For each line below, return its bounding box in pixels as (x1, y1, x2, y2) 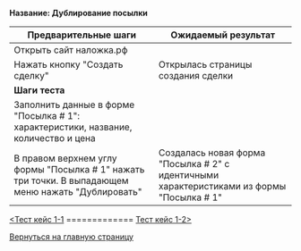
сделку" (13, 70, 49, 81)
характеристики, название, (13, 121, 133, 133)
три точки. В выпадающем (13, 174, 129, 187)
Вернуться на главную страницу (9, 231, 134, 242)
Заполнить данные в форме (13, 98, 135, 111)
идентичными (158, 169, 219, 181)
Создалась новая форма (158, 146, 266, 159)
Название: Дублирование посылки (9, 8, 148, 18)
